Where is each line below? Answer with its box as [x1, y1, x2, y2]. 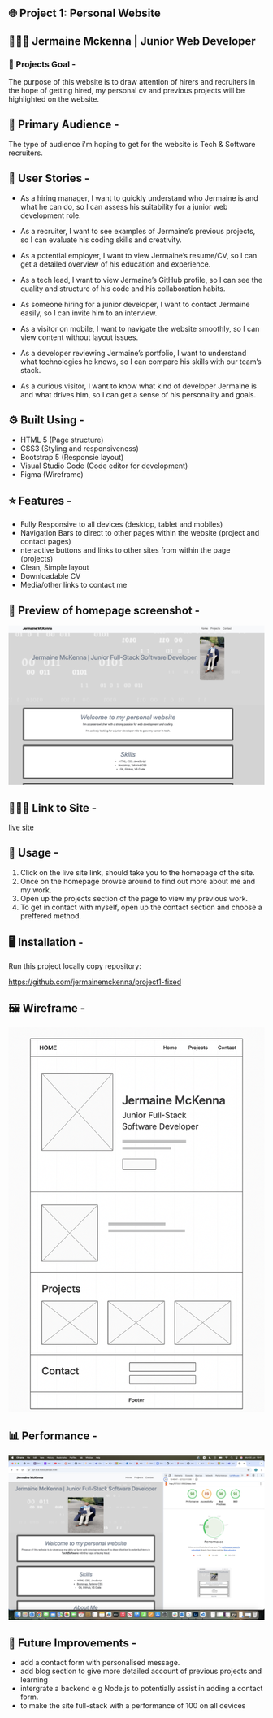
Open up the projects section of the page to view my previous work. [19, 893, 249, 903]
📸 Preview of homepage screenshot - [8, 603, 201, 617]
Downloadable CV [19, 571, 81, 581]
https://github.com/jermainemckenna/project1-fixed [8, 977, 182, 987]
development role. [19, 210, 81, 220]
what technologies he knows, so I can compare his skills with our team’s [19, 357, 262, 367]
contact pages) [19, 536, 71, 547]
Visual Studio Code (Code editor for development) [19, 461, 188, 471]
